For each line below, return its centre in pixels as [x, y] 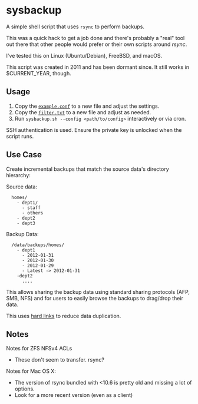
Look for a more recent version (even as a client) [74, 395]
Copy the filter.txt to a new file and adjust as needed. [83, 112]
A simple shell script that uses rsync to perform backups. [75, 27]
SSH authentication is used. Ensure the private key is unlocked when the [94, 130]
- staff [31, 208]
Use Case [24, 155]
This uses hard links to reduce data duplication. [64, 316]
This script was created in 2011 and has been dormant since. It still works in [98, 67]
